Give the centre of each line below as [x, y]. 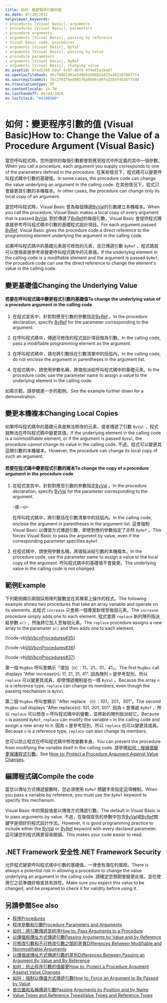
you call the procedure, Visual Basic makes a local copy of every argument [82, 213]
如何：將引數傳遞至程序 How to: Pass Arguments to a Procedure [78, 931]
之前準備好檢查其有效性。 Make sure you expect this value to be [79, 883]
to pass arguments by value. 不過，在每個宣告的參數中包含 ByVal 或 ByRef [80, 817]
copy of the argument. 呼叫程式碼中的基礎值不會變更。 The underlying [84, 563]
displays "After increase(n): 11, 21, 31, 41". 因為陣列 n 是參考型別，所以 [77, 674]
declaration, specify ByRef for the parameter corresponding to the [80, 322]
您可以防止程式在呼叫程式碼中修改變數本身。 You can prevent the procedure [83, 741]
